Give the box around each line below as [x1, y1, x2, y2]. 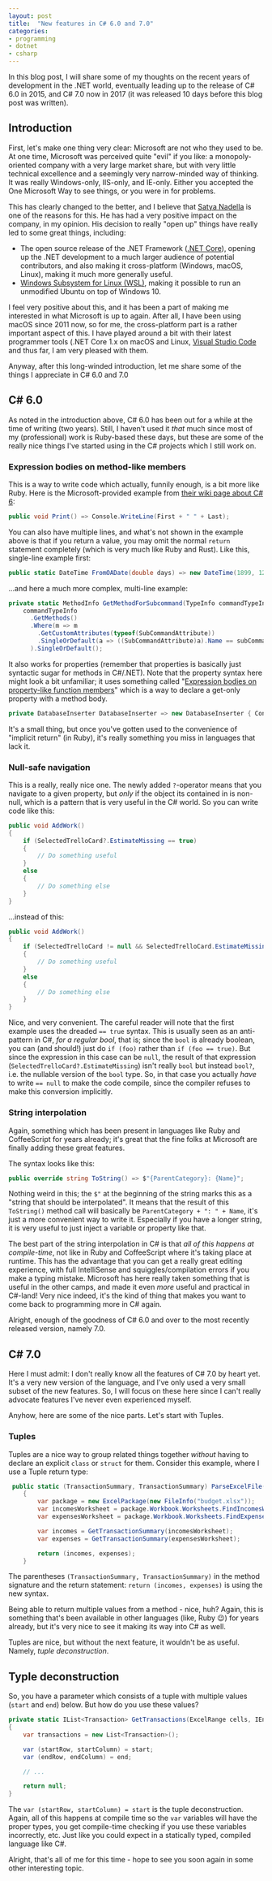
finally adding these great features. [8, 1143, 125, 1152]
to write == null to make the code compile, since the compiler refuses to [8, 1078, 251, 1088]
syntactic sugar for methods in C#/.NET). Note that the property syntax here [8, 668, 263, 677]
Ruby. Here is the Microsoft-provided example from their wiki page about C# [8, 488, 264, 498]
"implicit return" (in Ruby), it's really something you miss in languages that [8, 733, 256, 742]
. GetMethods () [29, 614, 79, 622]
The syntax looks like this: [8, 1158, 96, 1168]
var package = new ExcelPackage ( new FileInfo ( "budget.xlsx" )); [37, 1498, 255, 1506]
